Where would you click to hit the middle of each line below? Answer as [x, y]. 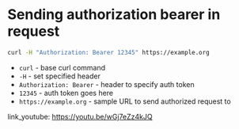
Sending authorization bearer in [114, 15]
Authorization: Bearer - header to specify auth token [106, 84]
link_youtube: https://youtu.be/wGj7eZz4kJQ [80, 116]
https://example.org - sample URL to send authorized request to [125, 101]
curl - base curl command [62, 67]
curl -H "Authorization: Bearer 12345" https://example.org [109, 52]
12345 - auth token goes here [66, 93]
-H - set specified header [59, 76]
